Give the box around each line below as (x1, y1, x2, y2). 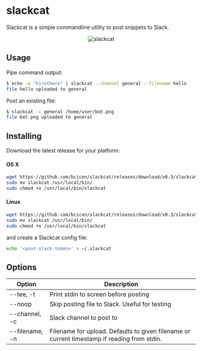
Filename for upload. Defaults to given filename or (49, 327, 191, 335)
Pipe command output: (6, 69, 63, 76)
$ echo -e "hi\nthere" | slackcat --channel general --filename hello (6, 80, 187, 86)
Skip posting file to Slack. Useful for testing (49, 300, 171, 308)
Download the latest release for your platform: (6, 147, 120, 154)
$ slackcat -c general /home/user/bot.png (6, 109, 114, 115)
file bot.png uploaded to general (6, 114, 93, 121)
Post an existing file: (6, 97, 57, 104)
